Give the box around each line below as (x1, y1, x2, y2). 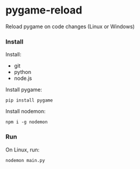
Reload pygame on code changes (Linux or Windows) (5, 23, 135, 30)
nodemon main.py (5, 157, 45, 163)
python (13, 69, 32, 76)
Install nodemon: (5, 108, 46, 115)
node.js (13, 75, 33, 82)
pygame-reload (5, 4, 83, 17)
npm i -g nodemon (5, 119, 48, 125)
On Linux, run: (5, 146, 40, 153)
